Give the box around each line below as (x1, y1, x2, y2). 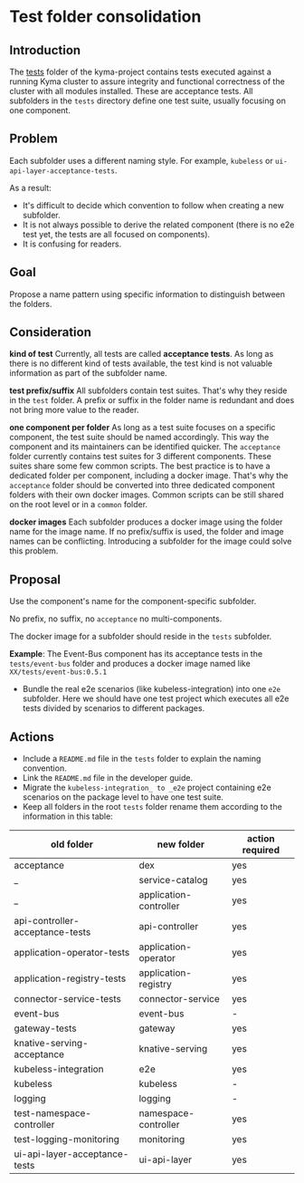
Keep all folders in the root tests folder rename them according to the (22, 802, 282, 813)
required (242, 844, 280, 857)
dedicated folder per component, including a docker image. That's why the (9, 470, 289, 481)
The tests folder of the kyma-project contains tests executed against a (9, 66, 271, 77)
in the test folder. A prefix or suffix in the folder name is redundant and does (9, 395, 295, 406)
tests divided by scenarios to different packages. (22, 703, 205, 714)
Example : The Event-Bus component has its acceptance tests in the (9, 649, 263, 659)
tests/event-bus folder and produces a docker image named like (9, 659, 251, 669)
